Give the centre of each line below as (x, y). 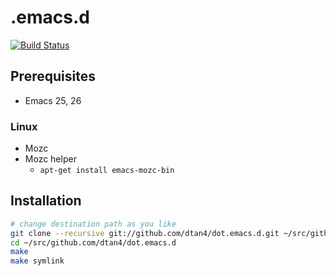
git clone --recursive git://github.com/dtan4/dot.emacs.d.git (145, 233)
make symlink (37, 261)
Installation (46, 201)
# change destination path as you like (93, 224)
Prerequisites (53, 76)
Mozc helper (50, 159)
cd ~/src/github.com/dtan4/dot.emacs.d (93, 242)
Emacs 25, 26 (53, 100)
